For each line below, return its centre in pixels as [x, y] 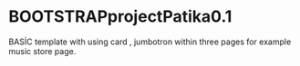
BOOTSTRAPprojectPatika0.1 [120, 17]
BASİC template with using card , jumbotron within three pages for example [150, 42]
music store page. [42, 51]
